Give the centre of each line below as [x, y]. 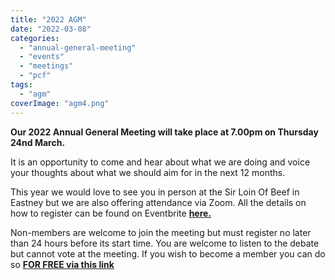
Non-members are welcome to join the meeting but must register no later [161, 232]
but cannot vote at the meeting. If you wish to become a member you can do [168, 253]
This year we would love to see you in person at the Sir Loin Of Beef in [155, 192]
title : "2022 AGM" [48, 19]
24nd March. [38, 142]
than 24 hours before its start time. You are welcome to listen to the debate [165, 243]
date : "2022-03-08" [51, 29]
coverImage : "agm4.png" [60, 103]
